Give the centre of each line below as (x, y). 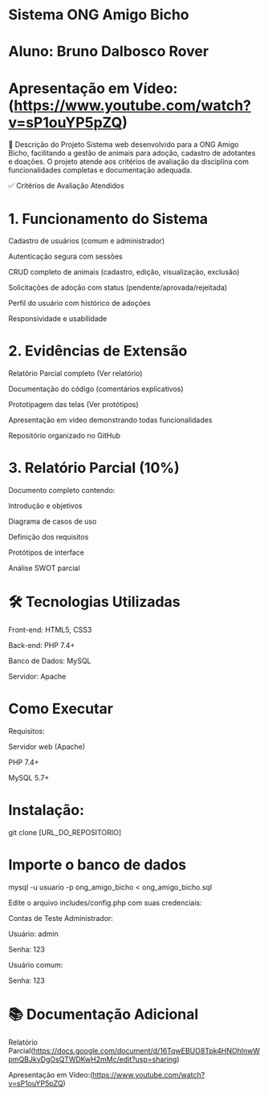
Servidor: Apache (37, 677)
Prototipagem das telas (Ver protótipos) (73, 405)
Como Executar (61, 709)
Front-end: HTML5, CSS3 (50, 630)
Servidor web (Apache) (47, 747)
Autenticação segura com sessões (65, 257)
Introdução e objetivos (45, 506)
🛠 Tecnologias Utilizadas (94, 602)
